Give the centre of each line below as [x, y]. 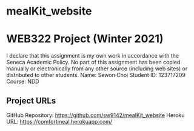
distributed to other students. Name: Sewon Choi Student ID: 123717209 [96, 75]
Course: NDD [23, 82]
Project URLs [31, 100]
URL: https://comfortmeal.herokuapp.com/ [59, 121]
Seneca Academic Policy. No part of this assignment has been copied [93, 62]
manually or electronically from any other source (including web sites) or [97, 69]
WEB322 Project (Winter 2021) [85, 39]
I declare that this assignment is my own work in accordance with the [93, 56]
